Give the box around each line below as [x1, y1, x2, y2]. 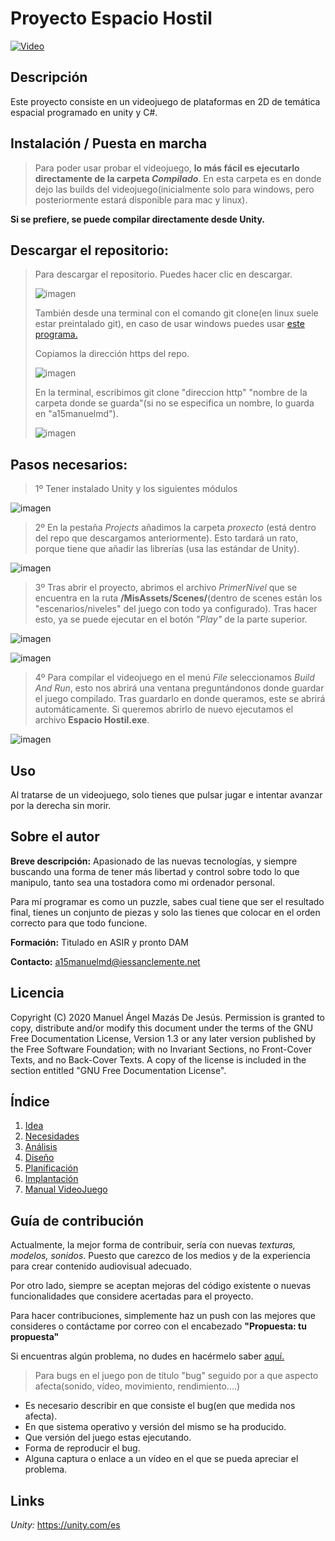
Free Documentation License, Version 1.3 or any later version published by [10, 1032, 317, 1044]
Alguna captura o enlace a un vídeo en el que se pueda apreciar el [24, 1453, 299, 1465]
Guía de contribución [10, 1212, 145, 1229]
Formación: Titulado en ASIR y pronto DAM [10, 936, 190, 948]
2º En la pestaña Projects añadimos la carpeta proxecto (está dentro [34, 522, 317, 534]
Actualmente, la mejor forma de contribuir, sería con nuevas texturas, [10, 1239, 296, 1251]
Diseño [24, 1152, 55, 1164]
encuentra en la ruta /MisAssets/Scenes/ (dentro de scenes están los [34, 592, 323, 604]
